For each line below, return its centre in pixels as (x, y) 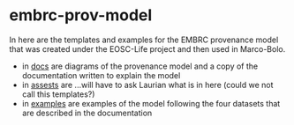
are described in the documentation (87, 113)
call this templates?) (58, 94)
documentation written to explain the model (101, 75)
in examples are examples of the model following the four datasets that (151, 103)
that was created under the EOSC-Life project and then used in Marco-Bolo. (147, 48)
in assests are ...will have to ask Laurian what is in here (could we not (147, 85)
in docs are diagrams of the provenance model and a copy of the (140, 66)
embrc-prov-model (81, 15)
